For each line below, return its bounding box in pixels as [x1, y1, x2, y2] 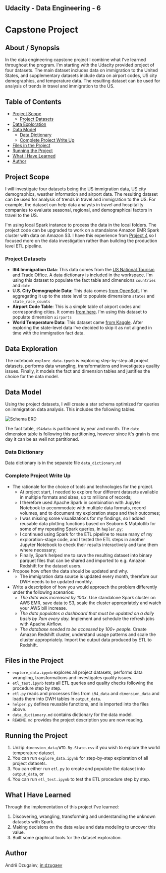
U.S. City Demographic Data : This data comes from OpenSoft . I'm [12, 288, 148, 294]
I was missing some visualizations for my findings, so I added [19, 515, 145, 521]
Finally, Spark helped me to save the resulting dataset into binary [19, 552, 153, 558]
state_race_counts [12, 299, 51, 305]
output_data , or [12, 771, 44, 777]
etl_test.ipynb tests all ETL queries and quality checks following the [12, 680, 154, 686]
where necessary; [19, 547, 57, 553]
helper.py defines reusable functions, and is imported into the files [12, 701, 149, 707]
